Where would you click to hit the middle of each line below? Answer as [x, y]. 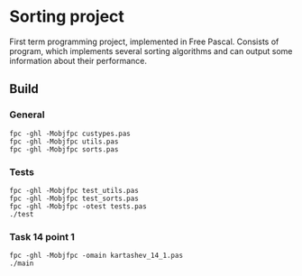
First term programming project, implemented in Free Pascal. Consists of [144, 41]
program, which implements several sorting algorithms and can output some [151, 51]
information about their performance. [78, 60]
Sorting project [67, 17]
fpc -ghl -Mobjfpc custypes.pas [70, 133]
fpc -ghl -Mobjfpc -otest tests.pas [78, 206]
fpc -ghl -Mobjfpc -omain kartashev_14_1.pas [96, 256]
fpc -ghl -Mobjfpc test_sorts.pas [74, 198]
